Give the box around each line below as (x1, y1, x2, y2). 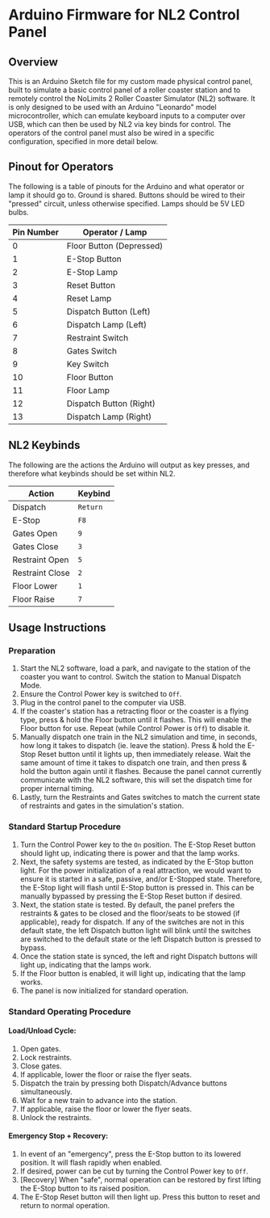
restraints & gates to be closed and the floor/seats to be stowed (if (19, 908, 240, 918)
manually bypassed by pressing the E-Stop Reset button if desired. (19, 891, 243, 901)
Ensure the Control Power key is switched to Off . (19, 689, 182, 699)
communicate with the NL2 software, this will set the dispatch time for (19, 775, 253, 785)
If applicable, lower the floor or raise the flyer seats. (19, 1069, 192, 1079)
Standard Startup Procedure (8, 821, 122, 832)
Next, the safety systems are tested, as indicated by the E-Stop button (19, 856, 254, 866)
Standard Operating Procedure (8, 1005, 131, 1017)
